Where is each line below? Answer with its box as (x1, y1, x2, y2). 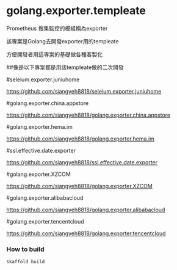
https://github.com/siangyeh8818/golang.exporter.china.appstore (6, 111, 171, 119)
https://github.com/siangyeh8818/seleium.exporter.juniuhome (6, 87, 162, 95)
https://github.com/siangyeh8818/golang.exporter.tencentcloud (6, 230, 166, 237)
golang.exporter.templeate (6, 4, 146, 18)
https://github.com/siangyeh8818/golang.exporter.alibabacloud (6, 206, 165, 213)
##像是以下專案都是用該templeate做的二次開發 (6, 64, 124, 71)
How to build (6, 245, 45, 254)
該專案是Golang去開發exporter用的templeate (6, 37, 119, 45)
